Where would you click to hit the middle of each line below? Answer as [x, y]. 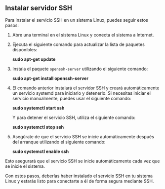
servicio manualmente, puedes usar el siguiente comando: [72, 98]
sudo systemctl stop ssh [38, 127]
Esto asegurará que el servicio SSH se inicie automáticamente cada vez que [82, 161]
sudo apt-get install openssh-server [50, 78]
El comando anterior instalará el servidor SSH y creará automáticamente [86, 88]
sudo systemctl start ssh [38, 108]
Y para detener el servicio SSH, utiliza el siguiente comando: [74, 117]
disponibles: [25, 49]
